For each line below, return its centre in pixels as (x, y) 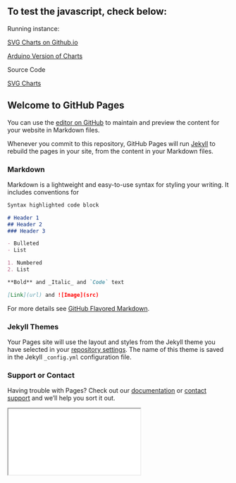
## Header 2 (25, 224)
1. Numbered (25, 263)
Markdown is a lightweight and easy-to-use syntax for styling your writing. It (118, 184)
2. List (19, 270)
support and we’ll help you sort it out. (61, 398)
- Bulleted (23, 244)
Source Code (26, 69)
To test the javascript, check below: (87, 12)
